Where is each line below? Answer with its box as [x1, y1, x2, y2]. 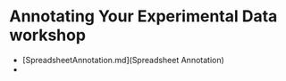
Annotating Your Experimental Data [9, 6, 278, 27]
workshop [9, 25, 87, 45]
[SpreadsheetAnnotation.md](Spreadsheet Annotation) [21, 54, 225, 65]
